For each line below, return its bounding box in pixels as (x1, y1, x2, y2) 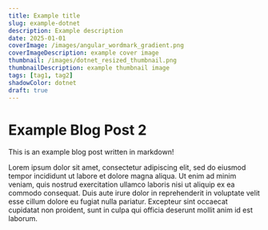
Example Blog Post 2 (8, 121, 147, 139)
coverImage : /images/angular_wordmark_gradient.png (8, 42, 184, 50)
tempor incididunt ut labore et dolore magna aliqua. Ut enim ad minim (8, 171, 237, 181)
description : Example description (8, 26, 124, 34)
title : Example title (8, 11, 81, 20)
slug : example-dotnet (8, 19, 81, 27)
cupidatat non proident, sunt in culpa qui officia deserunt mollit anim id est (8, 205, 254, 215)
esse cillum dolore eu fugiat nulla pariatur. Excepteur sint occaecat (8, 197, 228, 207)
